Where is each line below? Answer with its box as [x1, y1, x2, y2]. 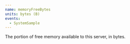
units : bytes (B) [5, 12, 40, 16]
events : [5, 16, 21, 21]
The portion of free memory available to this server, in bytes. [5, 34, 126, 40]
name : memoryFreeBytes [5, 7, 51, 12]
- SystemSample [9, 20, 40, 26]
